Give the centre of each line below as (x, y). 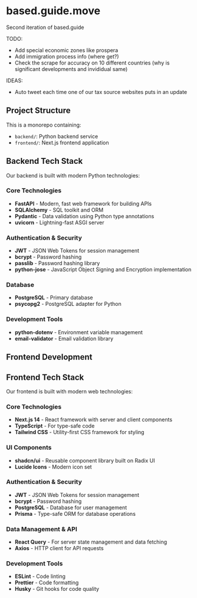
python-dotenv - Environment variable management (79, 332)
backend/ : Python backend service (56, 136)
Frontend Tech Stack (45, 377)
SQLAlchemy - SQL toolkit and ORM (59, 210)
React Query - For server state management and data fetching (91, 542)
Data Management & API (42, 529)
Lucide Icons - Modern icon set (53, 467)
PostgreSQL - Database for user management (71, 508)
